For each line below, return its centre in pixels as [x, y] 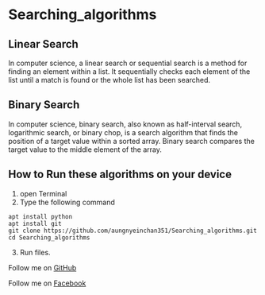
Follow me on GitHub [42, 267]
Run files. [35, 252]
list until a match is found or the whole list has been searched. [109, 80]
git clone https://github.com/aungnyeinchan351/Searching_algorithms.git [133, 231]
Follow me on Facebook [47, 283]
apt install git [35, 223]
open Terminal [43, 193]
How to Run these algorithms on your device [120, 175]
